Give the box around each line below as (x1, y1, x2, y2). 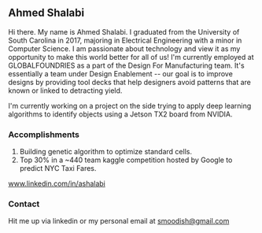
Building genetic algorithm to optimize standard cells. (19, 147, 193, 157)
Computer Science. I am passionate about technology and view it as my (8, 43, 241, 54)
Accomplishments (8, 129, 80, 140)
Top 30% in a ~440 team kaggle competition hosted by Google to (19, 155, 233, 165)
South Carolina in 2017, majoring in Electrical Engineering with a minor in (8, 35, 242, 45)
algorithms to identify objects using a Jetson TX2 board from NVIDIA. (8, 109, 234, 119)
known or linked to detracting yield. (8, 86, 123, 95)
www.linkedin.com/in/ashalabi (8, 179, 106, 188)
